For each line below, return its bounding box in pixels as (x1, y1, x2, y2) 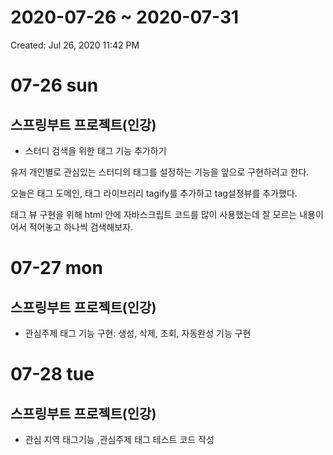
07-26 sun (10, 74, 99, 97)
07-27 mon (10, 257, 103, 280)
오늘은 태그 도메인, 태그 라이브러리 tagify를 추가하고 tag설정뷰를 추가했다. (10, 187, 298, 199)
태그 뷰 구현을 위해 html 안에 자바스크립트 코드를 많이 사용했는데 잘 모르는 (10, 208, 298, 220)
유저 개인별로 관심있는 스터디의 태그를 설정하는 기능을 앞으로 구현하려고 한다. (10, 166, 310, 178)
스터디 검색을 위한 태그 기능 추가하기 (24, 144, 167, 156)
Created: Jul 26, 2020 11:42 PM (10, 39, 140, 51)
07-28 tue (10, 363, 95, 386)
